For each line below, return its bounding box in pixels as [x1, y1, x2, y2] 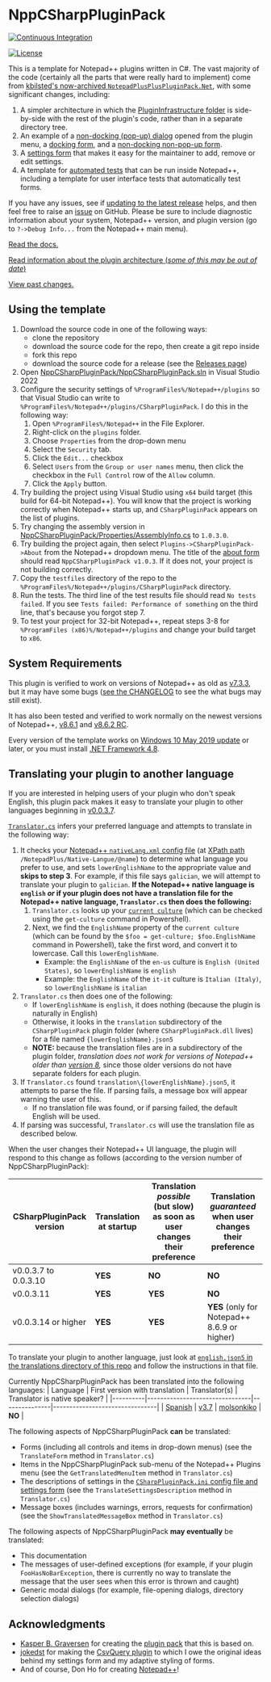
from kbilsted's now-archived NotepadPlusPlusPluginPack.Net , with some [8, 81, 252, 90]
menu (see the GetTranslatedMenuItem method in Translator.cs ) [19, 1468, 233, 1478]
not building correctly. [19, 564, 94, 574]
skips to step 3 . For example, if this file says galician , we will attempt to [19, 871, 261, 881]
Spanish [165, 1402, 193, 1412]
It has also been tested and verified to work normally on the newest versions [8, 711, 262, 721]
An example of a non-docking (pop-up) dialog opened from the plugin [19, 131, 253, 141]
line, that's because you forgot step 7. [19, 608, 145, 617]
